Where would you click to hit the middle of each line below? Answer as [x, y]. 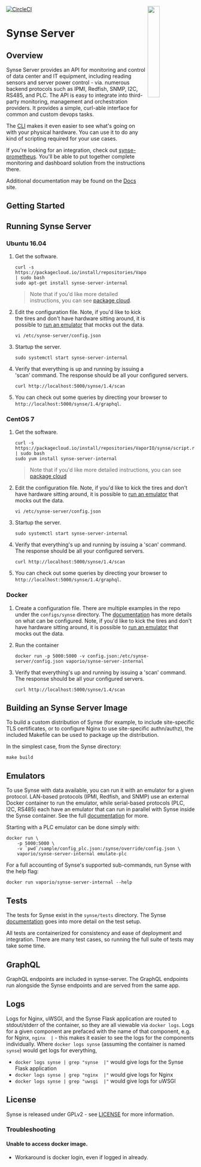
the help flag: [22, 872]
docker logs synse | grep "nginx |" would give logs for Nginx [94, 1074]
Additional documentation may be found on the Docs [71, 181]
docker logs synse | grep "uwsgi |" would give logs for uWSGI [95, 1081]
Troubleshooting [31, 1129]
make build [20, 758]
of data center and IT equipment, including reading [69, 76]
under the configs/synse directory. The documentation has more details [103, 614]
